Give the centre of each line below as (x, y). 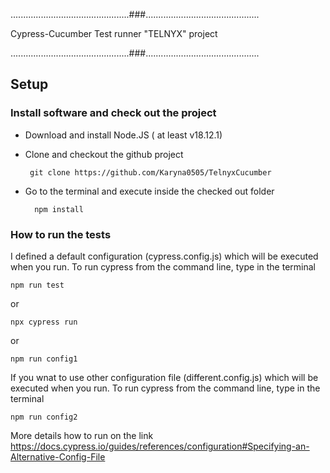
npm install (59, 209)
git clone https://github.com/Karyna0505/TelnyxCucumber (150, 172)
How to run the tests (61, 234)
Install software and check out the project (113, 113)
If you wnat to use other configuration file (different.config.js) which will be (164, 377)
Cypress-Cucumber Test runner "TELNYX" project (114, 33)
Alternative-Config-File (58, 456)
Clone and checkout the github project (104, 154)
